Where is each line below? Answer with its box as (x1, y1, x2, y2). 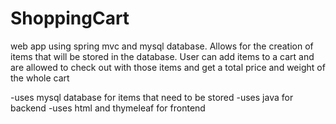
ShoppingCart (10, 7, 130, 30)
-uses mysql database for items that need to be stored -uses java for (10, 91, 294, 103)
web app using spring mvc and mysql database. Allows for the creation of (10, 40, 314, 52)
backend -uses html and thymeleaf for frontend (10, 102, 206, 114)
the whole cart (10, 72, 70, 84)
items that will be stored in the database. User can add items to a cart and (10, 50, 315, 62)
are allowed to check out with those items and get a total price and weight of (10, 61, 326, 73)
